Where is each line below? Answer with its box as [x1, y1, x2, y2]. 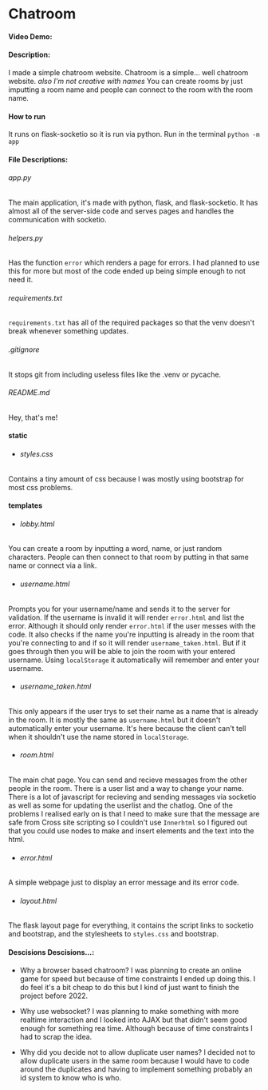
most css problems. [8, 482, 73, 492]
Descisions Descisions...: [8, 948, 95, 956]
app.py [8, 173, 32, 182]
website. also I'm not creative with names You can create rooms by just [8, 76, 243, 86]
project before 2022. [19, 991, 89, 1000]
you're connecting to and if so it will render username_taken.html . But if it [8, 637, 246, 648]
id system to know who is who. [19, 1072, 122, 1082]
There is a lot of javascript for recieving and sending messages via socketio [8, 793, 257, 801]
